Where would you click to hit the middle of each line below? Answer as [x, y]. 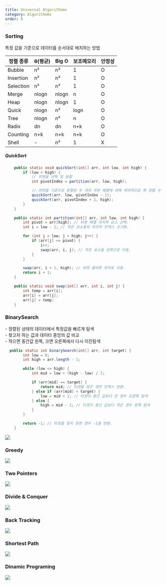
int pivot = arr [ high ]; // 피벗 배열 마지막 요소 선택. [76, 223]
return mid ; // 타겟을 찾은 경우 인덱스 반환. [83, 387]
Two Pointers [21, 473]
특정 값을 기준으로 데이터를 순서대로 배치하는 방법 [53, 48]
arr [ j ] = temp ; [39, 300]
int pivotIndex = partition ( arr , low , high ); [79, 181]
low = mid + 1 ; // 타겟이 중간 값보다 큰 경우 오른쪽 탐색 [94, 396]
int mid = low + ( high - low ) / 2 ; [68, 373]
